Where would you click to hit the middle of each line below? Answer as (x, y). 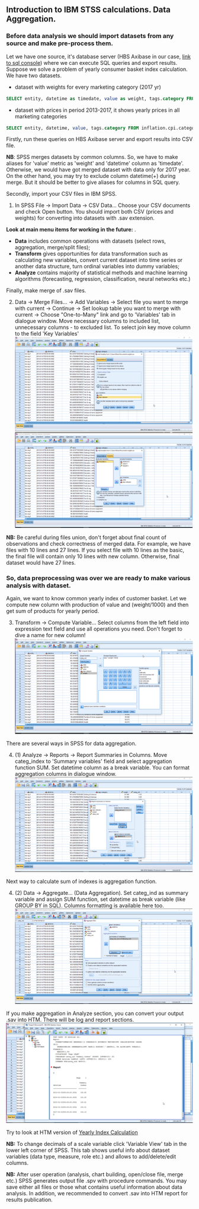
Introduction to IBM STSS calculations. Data (88, 10)
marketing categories (41, 116)
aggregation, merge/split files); (52, 248)
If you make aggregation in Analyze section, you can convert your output (95, 1013)
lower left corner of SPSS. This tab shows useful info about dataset (88, 1150)
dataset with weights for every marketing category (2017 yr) (88, 87)
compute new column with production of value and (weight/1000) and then (97, 604)
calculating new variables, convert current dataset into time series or (99, 260)
